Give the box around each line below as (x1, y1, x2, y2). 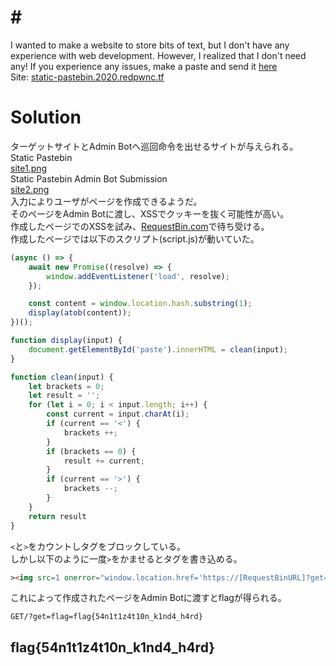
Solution (10, 106, 82, 129)
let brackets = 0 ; (28, 381, 105, 391)
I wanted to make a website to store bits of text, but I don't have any (10, 39, 290, 51)
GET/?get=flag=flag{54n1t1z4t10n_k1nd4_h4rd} (10, 612, 203, 622)
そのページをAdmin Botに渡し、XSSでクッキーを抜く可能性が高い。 (10, 207, 290, 220)
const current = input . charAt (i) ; (46, 409, 190, 420)
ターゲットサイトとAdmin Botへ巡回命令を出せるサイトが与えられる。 (10, 140, 299, 152)
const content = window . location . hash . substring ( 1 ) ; (28, 299, 253, 309)
